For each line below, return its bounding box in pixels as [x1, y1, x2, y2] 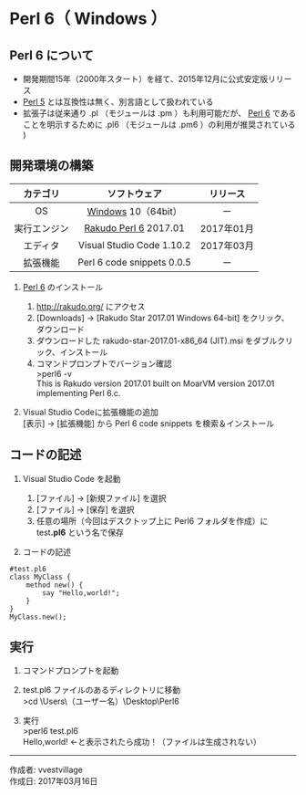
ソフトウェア [107, 187, 162, 200]
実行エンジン [14, 222, 70, 235]
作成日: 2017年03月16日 [9, 776, 98, 787]
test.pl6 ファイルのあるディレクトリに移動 [22, 685, 181, 696]
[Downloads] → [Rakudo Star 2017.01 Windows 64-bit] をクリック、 [36, 312, 290, 323]
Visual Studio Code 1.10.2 [77, 238, 191, 251]
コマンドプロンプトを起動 [22, 665, 119, 676]
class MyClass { [9, 572, 71, 581]
